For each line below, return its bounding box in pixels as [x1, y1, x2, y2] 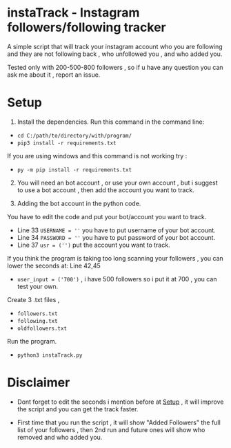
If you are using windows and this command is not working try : [7, 151, 188, 160]
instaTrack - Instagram [7, 5, 140, 21]
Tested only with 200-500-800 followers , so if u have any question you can [7, 63, 223, 71]
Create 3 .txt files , [7, 295, 60, 304]
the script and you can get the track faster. [17, 404, 139, 413]
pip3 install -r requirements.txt [17, 140, 117, 147]
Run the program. [7, 337, 57, 345]
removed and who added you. [17, 433, 103, 441]
